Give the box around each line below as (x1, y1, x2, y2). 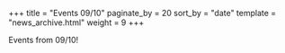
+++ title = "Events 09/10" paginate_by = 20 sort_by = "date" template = (8, 8, 277, 18)
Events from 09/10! (8, 35, 79, 45)
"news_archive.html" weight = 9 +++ (8, 17, 145, 28)
